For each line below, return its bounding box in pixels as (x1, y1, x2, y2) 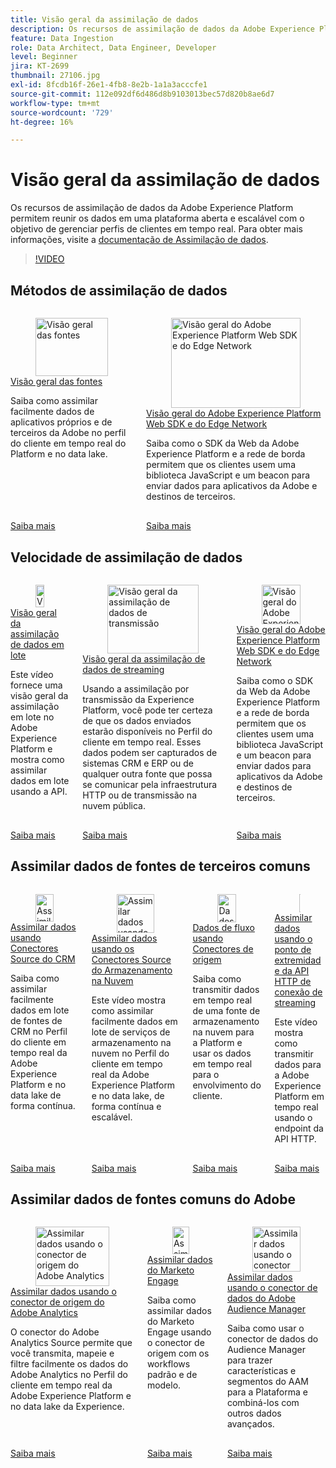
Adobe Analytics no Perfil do (10, 1368, 128, 1380)
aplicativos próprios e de (10, 416, 113, 428)
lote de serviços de (91, 1026, 171, 1038)
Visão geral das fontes (10, 376, 103, 388)
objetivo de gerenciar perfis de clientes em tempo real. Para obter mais (10, 223, 303, 235)
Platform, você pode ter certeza (82, 704, 213, 716)
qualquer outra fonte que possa (82, 767, 213, 780)
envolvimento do (192, 1079, 262, 1091)
